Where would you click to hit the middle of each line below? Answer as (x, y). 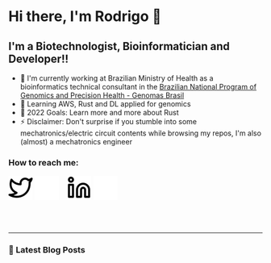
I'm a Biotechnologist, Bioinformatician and (119, 46)
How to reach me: (44, 162)
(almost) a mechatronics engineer (76, 142)
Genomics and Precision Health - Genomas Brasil (102, 95)
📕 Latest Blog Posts (47, 250)
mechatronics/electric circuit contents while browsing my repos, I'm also (141, 133)
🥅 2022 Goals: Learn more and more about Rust (99, 113)
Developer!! (39, 58)
